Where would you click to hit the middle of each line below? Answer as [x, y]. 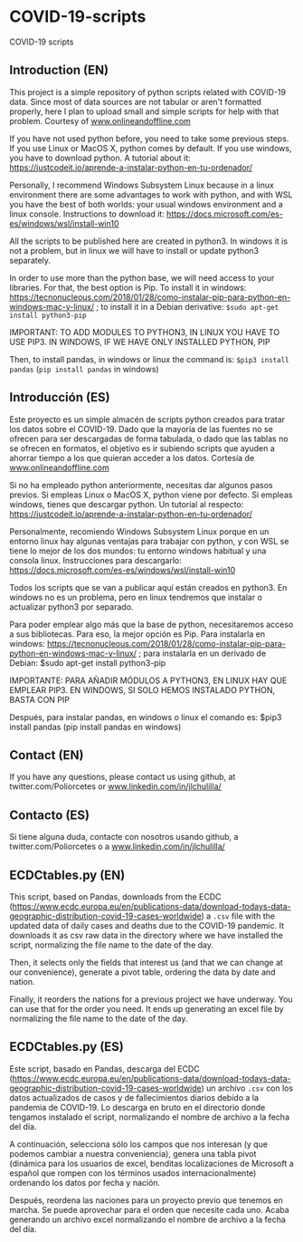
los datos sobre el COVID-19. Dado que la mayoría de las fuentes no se [141, 428]
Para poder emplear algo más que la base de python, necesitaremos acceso [151, 624]
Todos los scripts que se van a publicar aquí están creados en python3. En [148, 587]
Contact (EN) [47, 755]
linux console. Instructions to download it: [87, 214]
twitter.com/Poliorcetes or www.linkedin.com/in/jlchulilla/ [115, 786]
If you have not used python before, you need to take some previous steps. [149, 139]
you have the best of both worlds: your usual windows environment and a [146, 204]
